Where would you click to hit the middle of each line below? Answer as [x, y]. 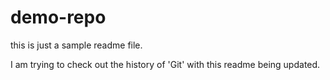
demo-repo [58, 17]
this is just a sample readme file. [76, 45]
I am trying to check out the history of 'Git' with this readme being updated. [165, 64]
